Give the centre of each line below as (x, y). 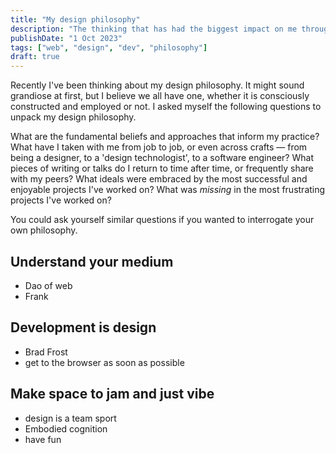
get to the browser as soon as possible (104, 362)
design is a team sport (70, 418)
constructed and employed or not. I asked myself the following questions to (166, 107)
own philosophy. (44, 230)
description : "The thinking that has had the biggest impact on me (154, 29)
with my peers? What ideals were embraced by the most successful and (159, 179)
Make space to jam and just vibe (112, 394)
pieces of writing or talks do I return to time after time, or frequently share (162, 168)
